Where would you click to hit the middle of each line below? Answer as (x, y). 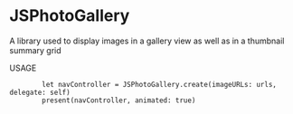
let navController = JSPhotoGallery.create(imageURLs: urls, (160, 84)
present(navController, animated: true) (119, 100)
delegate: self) (40, 92)
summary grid (35, 50)
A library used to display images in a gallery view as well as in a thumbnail (147, 41)
